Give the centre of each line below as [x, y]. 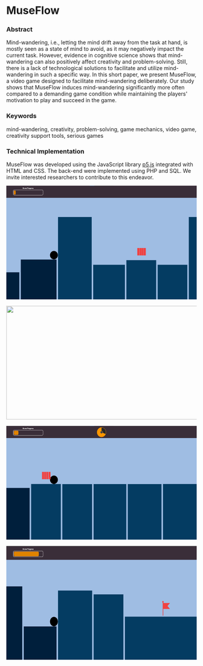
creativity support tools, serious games [55, 135]
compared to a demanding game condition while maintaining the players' [97, 94]
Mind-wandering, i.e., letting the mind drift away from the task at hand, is [97, 42]
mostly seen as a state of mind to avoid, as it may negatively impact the [95, 49]
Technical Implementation [45, 151]
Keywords [21, 116]
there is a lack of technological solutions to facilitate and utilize [85, 68]
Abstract [20, 30]
